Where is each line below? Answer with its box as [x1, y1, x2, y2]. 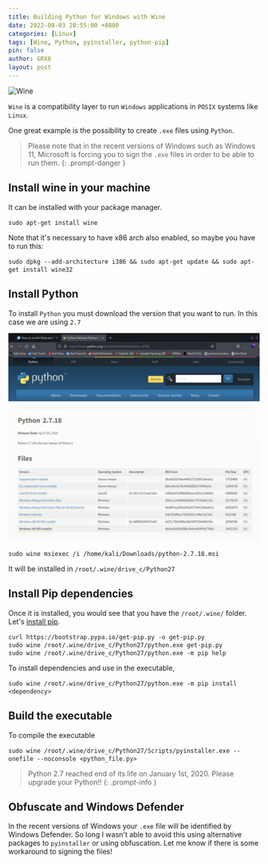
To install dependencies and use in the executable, [8, 663, 175, 673]
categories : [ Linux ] [8, 30, 77, 37]
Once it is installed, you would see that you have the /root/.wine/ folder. [8, 608, 247, 617]
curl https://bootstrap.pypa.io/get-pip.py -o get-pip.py [8, 633, 205, 641]
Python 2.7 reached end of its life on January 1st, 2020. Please [27, 768, 235, 778]
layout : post [8, 64, 52, 72]
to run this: [8, 241, 44, 251]
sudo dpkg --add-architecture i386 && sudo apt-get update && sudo [8, 258, 238, 266]
